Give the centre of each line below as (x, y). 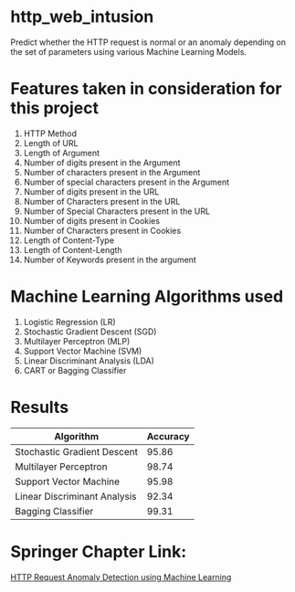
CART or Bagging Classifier (75, 370)
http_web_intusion (82, 17)
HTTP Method (50, 133)
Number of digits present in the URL (91, 191)
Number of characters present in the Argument (112, 172)
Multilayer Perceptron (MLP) (77, 341)
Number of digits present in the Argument (102, 163)
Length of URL (51, 143)
